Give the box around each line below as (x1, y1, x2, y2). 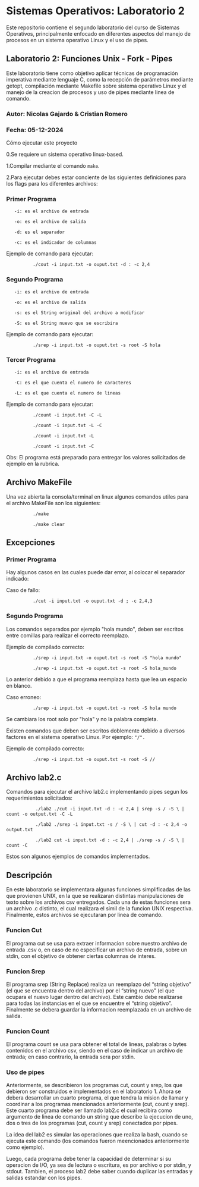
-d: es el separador (14, 229, 65, 236)
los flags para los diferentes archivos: (6, 180, 98, 187)
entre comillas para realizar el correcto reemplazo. (6, 632, 129, 639)
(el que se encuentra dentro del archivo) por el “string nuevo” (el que (6, 986, 175, 994)
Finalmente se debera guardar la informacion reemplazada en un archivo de (6, 1006, 192, 1013)
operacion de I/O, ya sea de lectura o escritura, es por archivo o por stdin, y (6, 1161, 192, 1169)
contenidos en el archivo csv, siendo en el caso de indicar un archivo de (6, 1047, 183, 1054)
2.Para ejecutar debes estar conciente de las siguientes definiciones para (6, 174, 187, 181)
